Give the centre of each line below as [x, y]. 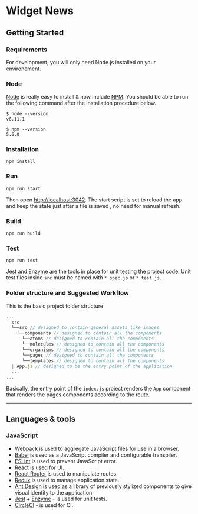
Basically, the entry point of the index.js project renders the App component [98, 389]
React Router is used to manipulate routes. [66, 473]
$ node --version [27, 114]
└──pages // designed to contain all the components [88, 355]
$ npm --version [26, 129]
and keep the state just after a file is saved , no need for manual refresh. [93, 206]
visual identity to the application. [54, 492]
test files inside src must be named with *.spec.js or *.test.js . [84, 278]
